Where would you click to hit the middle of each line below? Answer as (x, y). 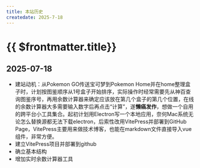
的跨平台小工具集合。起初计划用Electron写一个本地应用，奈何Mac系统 (102, 114)
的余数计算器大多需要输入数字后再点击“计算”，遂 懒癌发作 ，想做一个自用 (104, 106)
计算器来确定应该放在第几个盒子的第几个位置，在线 (131, 99)
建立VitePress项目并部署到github (56, 143)
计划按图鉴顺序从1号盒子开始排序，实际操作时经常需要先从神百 (108, 91)
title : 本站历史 (25, 12)
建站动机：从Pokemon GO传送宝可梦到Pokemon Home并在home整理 (100, 84)
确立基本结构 (31, 151)
